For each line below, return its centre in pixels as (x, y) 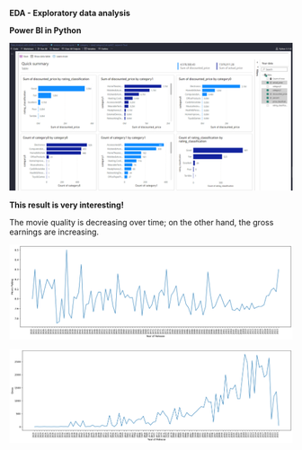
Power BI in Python (45, 30)
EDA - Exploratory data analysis (70, 13)
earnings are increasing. (54, 232)
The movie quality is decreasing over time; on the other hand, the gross (142, 222)
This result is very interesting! (67, 205)
